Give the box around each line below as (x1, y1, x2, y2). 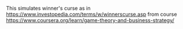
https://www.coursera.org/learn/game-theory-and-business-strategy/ (6, 17, 174, 23)
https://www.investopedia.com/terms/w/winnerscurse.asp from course (6, 11, 177, 18)
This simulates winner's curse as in (6, 5, 91, 11)
